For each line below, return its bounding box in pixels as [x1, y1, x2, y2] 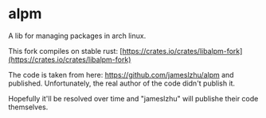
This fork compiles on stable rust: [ [8, 46, 123, 55]
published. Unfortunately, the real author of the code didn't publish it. [8, 78, 236, 88]
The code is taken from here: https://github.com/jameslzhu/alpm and [8, 70, 234, 79]
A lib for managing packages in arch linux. [8, 31, 147, 40]
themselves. [8, 102, 49, 112]
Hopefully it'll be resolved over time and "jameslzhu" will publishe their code [8, 93, 259, 103]
